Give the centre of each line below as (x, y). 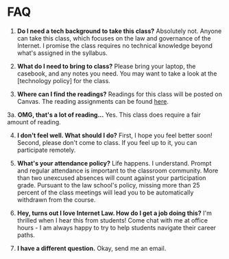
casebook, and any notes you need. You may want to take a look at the (117, 74)
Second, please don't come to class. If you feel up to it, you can (107, 142)
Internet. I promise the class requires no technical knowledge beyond (114, 45)
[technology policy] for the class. (64, 80)
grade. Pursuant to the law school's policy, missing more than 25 (108, 185)
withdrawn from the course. (56, 199)
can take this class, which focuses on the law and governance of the (114, 38)
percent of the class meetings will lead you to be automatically (105, 192)
